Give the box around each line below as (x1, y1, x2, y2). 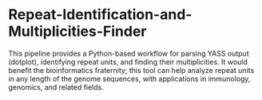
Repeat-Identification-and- (8, 6, 193, 24)
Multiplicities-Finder (8, 22, 147, 40)
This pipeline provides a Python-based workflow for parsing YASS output (8, 48, 249, 58)
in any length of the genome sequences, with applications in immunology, (8, 74, 251, 83)
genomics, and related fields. (8, 82, 104, 92)
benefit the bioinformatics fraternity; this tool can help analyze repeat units (8, 65, 255, 75)
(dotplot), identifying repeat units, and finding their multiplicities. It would (8, 57, 248, 67)
